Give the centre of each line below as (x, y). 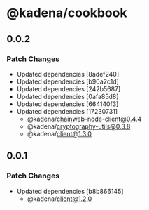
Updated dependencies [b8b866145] (70, 191)
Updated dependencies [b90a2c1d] (68, 81)
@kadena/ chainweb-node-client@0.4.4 (84, 119)
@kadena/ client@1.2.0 (59, 199)
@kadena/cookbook (67, 13)
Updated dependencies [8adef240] (68, 74)
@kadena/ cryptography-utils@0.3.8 (79, 126)
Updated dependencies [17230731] (67, 111)
